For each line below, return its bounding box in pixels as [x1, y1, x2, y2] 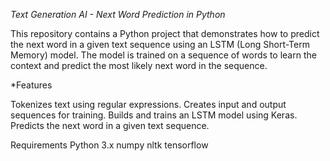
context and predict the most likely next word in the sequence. [10, 60, 268, 71]
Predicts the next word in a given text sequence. [10, 120, 210, 131]
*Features [10, 79, 53, 91]
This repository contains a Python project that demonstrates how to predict [10, 28, 320, 39]
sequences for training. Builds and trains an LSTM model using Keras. [10, 109, 298, 121]
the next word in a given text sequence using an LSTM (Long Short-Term [10, 39, 310, 50]
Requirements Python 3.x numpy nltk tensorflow [10, 139, 209, 151]
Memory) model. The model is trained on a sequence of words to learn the [10, 49, 317, 61]
